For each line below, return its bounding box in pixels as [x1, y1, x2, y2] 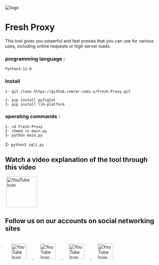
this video [5, 163, 36, 171]
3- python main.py [5, 133, 43, 138]
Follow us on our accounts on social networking [5, 217, 155, 225]
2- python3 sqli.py [5, 141, 44, 147]
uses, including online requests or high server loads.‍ [5, 43, 111, 49]
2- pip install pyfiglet [5, 97, 56, 102]
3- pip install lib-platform [5, 102, 65, 107]
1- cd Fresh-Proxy [5, 124, 43, 129]
